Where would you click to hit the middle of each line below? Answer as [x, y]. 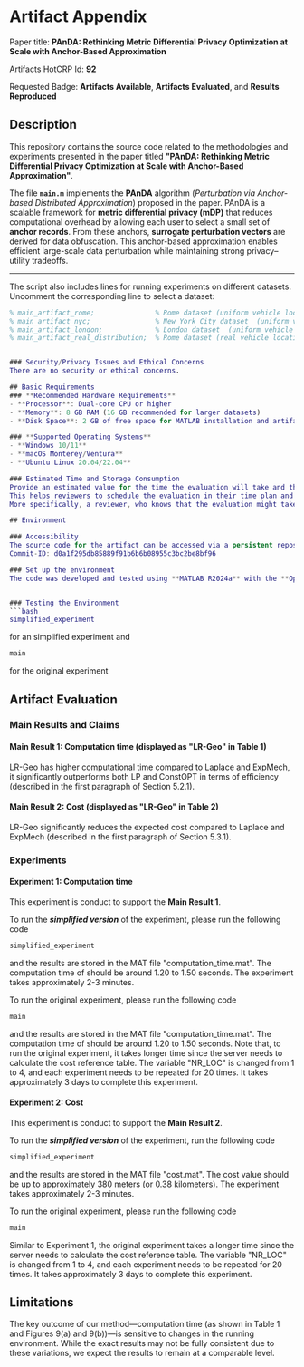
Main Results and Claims [65, 725]
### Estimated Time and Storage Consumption [95, 479]
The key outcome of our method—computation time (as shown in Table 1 [145, 1324]
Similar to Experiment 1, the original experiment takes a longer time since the [152, 1245]
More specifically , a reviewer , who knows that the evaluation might [143, 504]
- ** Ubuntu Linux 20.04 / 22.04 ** [70, 462]
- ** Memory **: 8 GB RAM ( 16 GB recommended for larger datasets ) [135, 412]
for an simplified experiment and [70, 637]
